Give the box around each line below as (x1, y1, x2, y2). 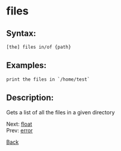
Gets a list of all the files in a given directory (6, 108, 116, 116)
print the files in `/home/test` (6, 76, 90, 82)
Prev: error (6, 126, 33, 134)
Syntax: (6, 28, 36, 39)
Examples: (6, 60, 47, 70)
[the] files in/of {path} (6, 44, 71, 50)
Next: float (6, 120, 33, 128)
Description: (6, 93, 54, 103)
